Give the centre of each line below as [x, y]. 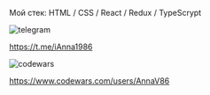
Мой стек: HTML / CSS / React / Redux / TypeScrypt [105, 13]
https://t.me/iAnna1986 [51, 47]
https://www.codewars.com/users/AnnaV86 [89, 81]
